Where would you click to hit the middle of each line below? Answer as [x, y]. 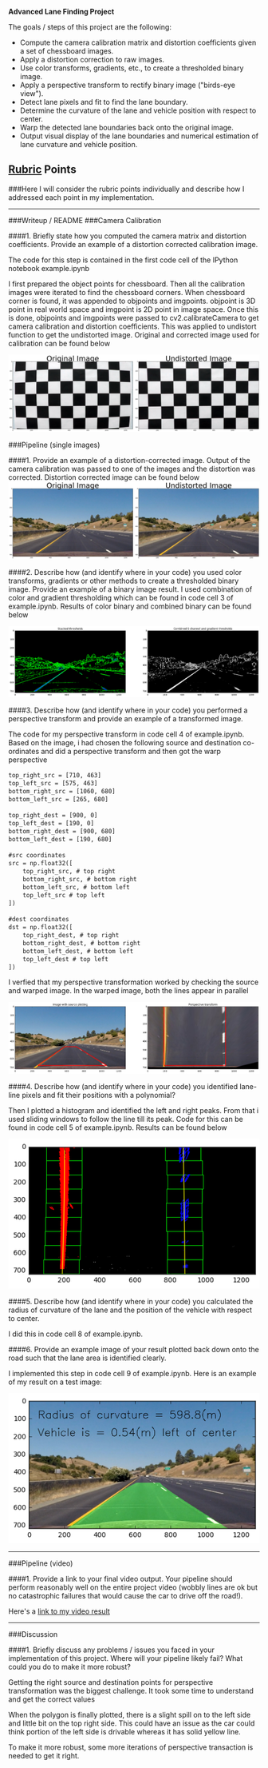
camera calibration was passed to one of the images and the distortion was [132, 469]
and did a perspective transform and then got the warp [131, 752]
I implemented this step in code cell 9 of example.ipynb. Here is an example [132, 1374]
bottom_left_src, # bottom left [76, 888]
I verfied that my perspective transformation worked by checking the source [134, 982]
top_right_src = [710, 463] [55, 776]
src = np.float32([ [41, 864]
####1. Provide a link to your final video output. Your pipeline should [120, 1579]
